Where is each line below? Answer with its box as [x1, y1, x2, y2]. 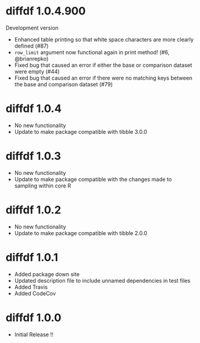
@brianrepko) [14, 55, 49, 62]
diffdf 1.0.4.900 [5, 4, 86, 18]
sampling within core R [14, 182, 72, 189]
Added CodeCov [14, 289, 56, 297]
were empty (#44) [14, 68, 60, 75]
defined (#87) [14, 42, 49, 49]
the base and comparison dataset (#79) [14, 80, 113, 88]
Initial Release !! [14, 330, 54, 338]
